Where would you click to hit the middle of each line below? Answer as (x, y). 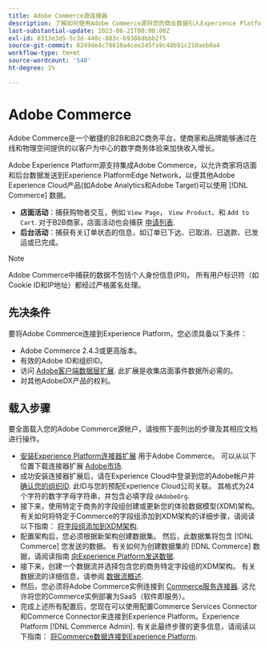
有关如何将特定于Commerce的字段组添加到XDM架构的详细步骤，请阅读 (137, 516)
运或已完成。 (41, 242)
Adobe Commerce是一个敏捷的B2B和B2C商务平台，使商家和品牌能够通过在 (133, 138)
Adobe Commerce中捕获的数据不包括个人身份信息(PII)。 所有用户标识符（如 (134, 274)
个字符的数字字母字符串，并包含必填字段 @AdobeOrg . (105, 496)
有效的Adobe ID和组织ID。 (63, 360)
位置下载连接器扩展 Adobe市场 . (72, 466)
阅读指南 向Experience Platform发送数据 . (108, 556)
